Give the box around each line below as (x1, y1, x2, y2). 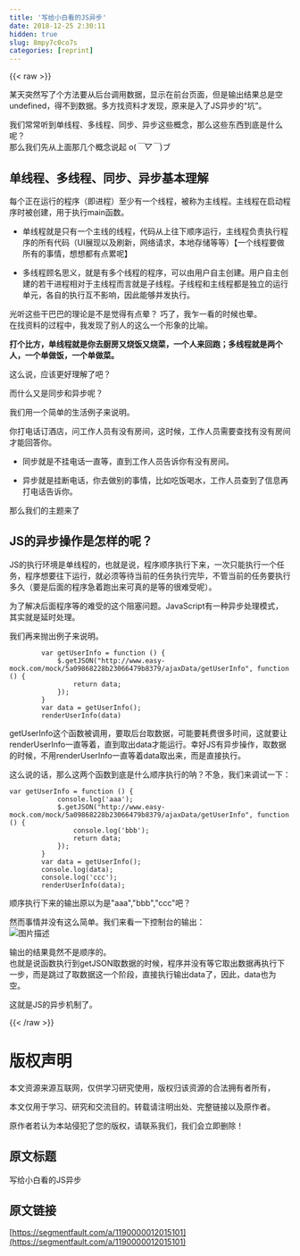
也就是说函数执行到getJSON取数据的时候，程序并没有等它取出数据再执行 (9, 958, 278, 968)
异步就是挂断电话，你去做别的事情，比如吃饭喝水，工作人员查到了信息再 (21, 474, 288, 485)
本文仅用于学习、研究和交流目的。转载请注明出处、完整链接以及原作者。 (9, 1101, 275, 1112)
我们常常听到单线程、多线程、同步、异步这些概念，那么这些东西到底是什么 (9, 120, 283, 130)
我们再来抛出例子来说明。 (9, 631, 104, 641)
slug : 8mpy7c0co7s (9, 38, 78, 47)
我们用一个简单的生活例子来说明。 (9, 406, 135, 417)
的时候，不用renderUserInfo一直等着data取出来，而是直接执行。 (9, 749, 246, 760)
